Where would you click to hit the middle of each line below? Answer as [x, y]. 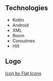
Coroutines [24, 41]
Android [20, 25]
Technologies [27, 8]
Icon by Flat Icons [23, 73]
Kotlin [18, 20]
